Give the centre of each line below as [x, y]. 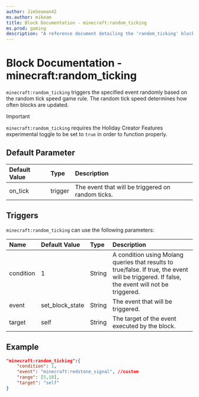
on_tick [19, 191]
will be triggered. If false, [147, 277]
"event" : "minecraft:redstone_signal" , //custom [78, 372]
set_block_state [63, 305]
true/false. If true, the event [150, 269]
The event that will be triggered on [123, 187]
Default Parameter [41, 153]
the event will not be [140, 284]
